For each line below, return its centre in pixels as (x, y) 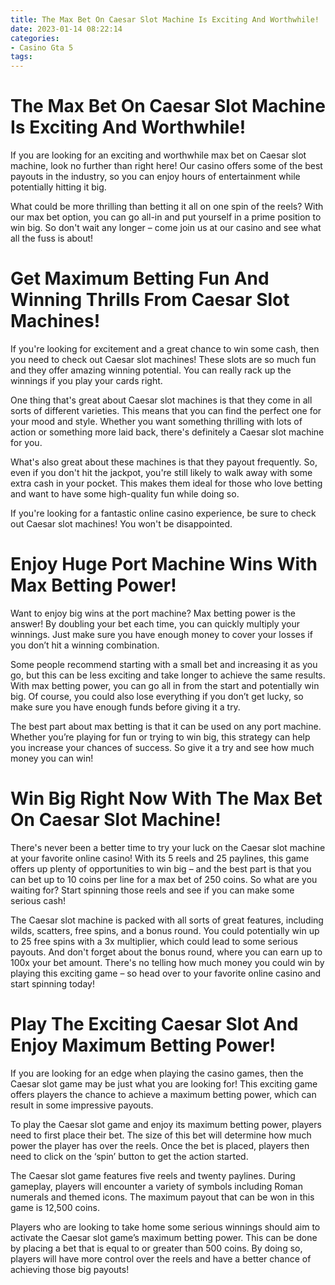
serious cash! (38, 900)
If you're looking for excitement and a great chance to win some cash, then (165, 349)
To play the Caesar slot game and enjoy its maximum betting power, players (166, 1124)
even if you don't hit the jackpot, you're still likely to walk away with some (161, 472)
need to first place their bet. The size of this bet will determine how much (161, 1135)
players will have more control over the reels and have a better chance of (161, 1258)
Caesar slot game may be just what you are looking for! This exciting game (164, 1083)
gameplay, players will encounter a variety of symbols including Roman (156, 1186)
